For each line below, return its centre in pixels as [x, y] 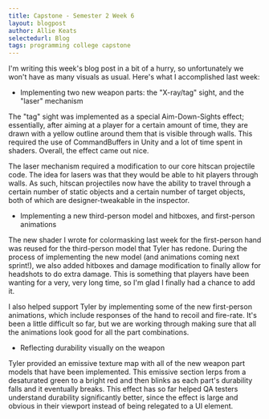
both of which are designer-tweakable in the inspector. [99, 201]
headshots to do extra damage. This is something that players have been [129, 275]
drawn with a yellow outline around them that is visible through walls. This [130, 134]
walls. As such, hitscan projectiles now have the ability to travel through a [130, 183]
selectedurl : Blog [39, 38]
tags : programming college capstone [69, 46]
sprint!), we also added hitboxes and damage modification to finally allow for [134, 266]
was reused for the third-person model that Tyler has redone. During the [128, 249]
